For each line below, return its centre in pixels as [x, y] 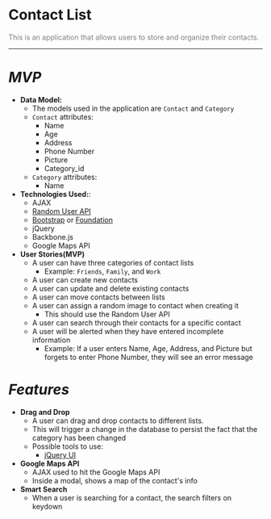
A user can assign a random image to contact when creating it [135, 305]
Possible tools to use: [67, 446]
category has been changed [79, 437]
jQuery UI [60, 454]
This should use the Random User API [107, 314]
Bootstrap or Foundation [72, 220]
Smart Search [44, 489]
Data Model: [41, 99]
